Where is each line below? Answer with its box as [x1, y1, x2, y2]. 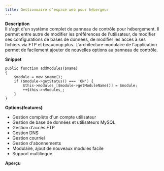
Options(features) [5, 104, 43, 111]
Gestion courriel [12, 135, 45, 141]
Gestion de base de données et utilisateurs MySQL [12, 119, 116, 125]
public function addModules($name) [5, 66, 78, 71]
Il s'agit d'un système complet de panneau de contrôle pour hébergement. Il [5, 26, 160, 32]
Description [5, 21, 30, 27]
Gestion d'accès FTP [12, 124, 55, 130]
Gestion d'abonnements [12, 140, 62, 146]
